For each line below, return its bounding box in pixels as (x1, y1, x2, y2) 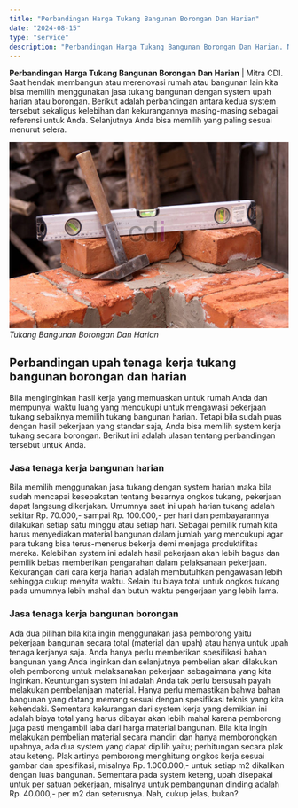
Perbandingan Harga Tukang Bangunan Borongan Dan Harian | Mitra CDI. (9, 67, 284, 79)
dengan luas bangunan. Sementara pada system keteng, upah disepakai (9, 769, 273, 780)
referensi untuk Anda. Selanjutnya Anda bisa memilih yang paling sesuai (9, 115, 272, 126)
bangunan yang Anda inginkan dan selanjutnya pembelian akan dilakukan (9, 656, 278, 667)
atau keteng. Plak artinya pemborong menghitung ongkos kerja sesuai (9, 750, 265, 761)
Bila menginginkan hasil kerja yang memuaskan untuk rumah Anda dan (9, 393, 268, 404)
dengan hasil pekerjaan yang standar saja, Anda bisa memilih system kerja (9, 421, 281, 432)
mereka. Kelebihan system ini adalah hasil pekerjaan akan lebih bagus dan (9, 548, 281, 559)
